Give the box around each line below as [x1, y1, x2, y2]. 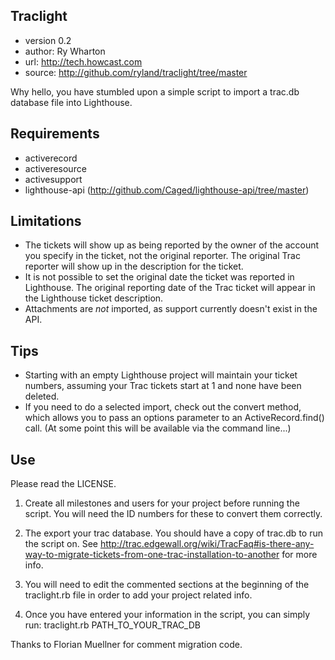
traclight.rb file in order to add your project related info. [24, 589, 253, 601]
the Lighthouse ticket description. [24, 292, 164, 304]
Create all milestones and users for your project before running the [24, 497, 300, 509]
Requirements [10, 125, 100, 143]
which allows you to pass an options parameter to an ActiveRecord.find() [24, 412, 325, 424]
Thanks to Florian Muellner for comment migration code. [10, 639, 243, 651]
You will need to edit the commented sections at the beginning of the [24, 579, 310, 591]
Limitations [10, 213, 82, 230]
